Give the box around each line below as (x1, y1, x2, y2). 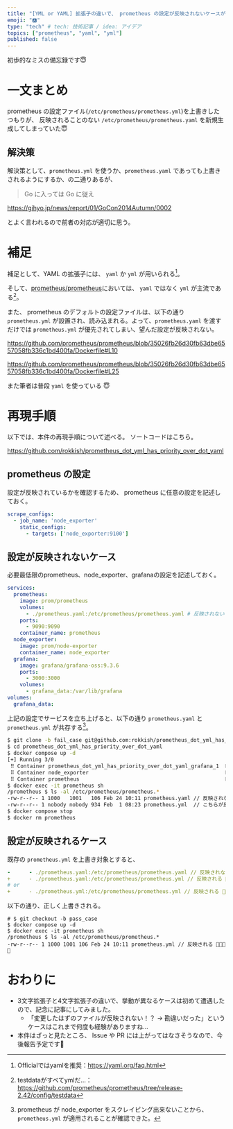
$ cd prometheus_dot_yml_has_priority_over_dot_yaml (7, 743, 163, 750)
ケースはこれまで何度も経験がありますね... (27, 1023, 148, 1031)
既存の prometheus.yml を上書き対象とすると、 (7, 855, 139, 863)
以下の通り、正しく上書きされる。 (7, 901, 105, 910)
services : (7, 584, 36, 592)
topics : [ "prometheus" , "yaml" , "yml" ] (7, 29, 123, 37)
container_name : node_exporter (19, 649, 110, 656)
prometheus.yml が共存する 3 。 (7, 722, 92, 731)
